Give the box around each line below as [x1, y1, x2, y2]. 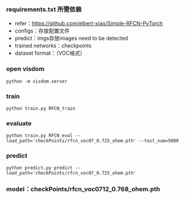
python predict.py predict [6, 165, 73, 171]
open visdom [6, 65, 44, 73]
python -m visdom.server [6, 78, 68, 84]
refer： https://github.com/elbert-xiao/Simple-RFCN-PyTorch [14, 20, 163, 27]
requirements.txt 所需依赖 [6, 5, 82, 13]
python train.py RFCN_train [6, 105, 76, 111]
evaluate [6, 119, 32, 127]
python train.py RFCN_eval [6, 132, 73, 139]
